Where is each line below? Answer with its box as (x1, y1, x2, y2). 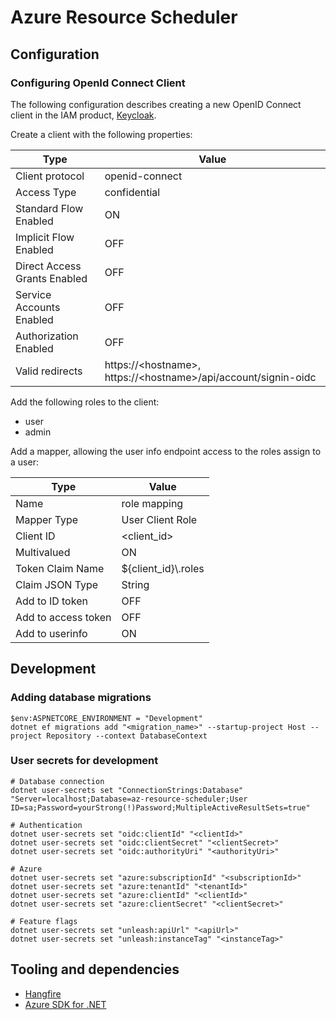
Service (15, 287, 52, 301)
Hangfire (24, 987, 62, 1000)
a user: (10, 456, 39, 468)
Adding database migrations (10, 691, 152, 705)
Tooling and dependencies (10, 961, 180, 978)
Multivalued (15, 545, 71, 559)
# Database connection (10, 776, 105, 786)
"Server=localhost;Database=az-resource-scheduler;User (10, 794, 248, 804)
